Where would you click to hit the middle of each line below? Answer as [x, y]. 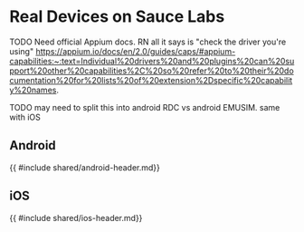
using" [22, 51]
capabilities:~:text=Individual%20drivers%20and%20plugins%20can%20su [152, 61]
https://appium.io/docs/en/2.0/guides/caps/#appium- [136, 51]
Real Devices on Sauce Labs [117, 17]
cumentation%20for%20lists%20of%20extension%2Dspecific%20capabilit [151, 80]
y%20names [33, 90]
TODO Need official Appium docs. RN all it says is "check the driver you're [148, 42]
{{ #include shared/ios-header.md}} [76, 217]
